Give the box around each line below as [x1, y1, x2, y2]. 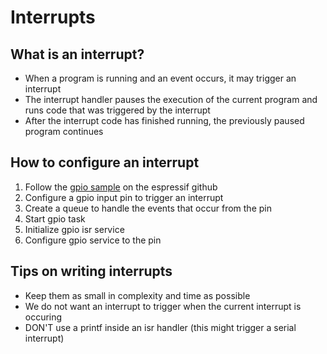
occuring [24, 311, 63, 323]
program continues [24, 126, 104, 137]
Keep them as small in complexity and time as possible [24, 289, 251, 301]
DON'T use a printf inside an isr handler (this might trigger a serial [24, 321, 297, 333]
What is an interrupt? [10, 46, 145, 63]
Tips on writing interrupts [10, 263, 173, 280]
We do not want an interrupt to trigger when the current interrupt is [24, 300, 302, 312]
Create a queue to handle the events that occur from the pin [24, 202, 272, 214]
